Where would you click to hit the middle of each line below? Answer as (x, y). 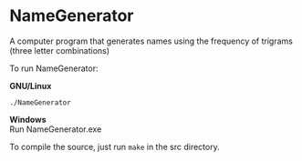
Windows (28, 119)
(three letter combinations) (60, 50)
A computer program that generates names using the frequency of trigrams (151, 41)
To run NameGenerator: (54, 68)
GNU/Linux (31, 86)
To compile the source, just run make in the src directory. (115, 146)
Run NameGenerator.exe (56, 129)
